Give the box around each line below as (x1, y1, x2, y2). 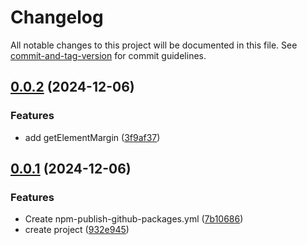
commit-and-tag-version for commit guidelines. (10, 49, 207, 61)
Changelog (10, 6, 104, 29)
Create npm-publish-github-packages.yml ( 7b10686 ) (24, 213, 244, 225)
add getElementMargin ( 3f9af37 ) (24, 131, 161, 143)
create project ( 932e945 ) (24, 224, 130, 236)
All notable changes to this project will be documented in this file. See (10, 39, 298, 51)
